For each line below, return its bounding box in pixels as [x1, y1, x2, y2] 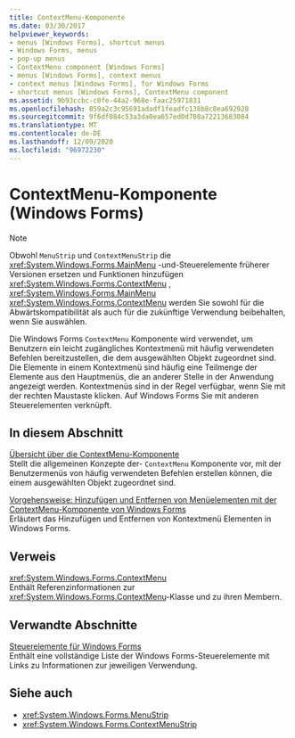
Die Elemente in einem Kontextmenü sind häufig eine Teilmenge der [9, 362, 258, 373]
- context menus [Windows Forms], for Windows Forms [9, 79, 209, 88]
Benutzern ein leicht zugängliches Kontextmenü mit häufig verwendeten [9, 342, 275, 353]
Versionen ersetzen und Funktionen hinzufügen [9, 268, 184, 279]
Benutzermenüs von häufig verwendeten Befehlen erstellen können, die [9, 468, 273, 479]
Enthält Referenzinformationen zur [9, 582, 135, 593]
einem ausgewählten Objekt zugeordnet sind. [9, 478, 176, 488]
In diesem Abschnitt [9, 425, 123, 440]
